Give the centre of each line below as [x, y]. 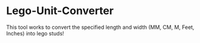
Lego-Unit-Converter [60, 11]
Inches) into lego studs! [35, 33]
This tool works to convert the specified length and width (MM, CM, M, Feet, [100, 27]
